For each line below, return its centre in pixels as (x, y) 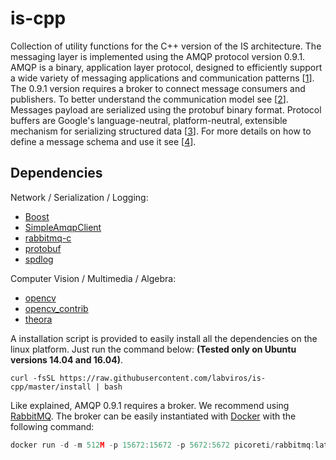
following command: (52, 426)
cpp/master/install (51, 387)
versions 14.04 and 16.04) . (66, 359)
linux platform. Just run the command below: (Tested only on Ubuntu (153, 349)
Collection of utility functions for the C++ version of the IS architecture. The (166, 46)
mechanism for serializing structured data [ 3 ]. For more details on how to (161, 131)
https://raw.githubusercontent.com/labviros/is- (163, 378)
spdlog (39, 259)
